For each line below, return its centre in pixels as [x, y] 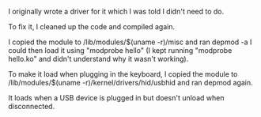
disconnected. [32, 106]
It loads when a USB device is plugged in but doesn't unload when [116, 98]
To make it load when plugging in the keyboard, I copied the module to [123, 74]
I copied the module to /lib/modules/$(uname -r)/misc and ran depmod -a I [130, 42]
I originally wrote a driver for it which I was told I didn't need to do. [116, 11]
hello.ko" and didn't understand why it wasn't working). [98, 59]
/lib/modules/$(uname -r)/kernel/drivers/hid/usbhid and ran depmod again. [130, 83]
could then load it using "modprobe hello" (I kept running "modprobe [120, 50]
